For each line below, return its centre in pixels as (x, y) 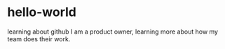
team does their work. (39, 38)
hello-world (42, 12)
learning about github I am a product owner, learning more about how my (113, 31)
